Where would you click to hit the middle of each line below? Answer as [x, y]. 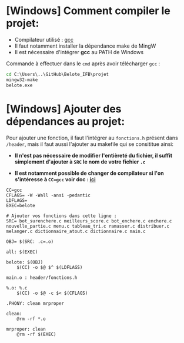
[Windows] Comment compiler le [88, 11]
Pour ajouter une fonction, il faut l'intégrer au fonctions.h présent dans [92, 138]
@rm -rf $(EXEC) [37, 334]
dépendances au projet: [66, 121]
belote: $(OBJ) [25, 262]
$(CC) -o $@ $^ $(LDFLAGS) [50, 267]
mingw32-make [22, 80]
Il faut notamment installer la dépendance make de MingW [85, 46]
